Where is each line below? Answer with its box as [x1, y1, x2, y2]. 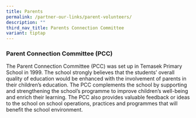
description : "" [6, 19, 46, 25]
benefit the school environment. [6, 106, 83, 113]
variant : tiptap [6, 30, 46, 36]
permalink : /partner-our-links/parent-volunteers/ [6, 14, 132, 20]
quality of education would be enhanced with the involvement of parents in [6, 75, 187, 82]
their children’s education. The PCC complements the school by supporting [6, 81, 187, 88]
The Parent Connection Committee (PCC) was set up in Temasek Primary [6, 63, 183, 70]
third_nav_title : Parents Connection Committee [6, 25, 125, 31]
